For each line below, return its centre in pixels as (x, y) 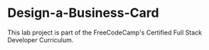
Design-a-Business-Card (83, 13)
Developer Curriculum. (41, 39)
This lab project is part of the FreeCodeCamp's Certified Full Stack (105, 32)
